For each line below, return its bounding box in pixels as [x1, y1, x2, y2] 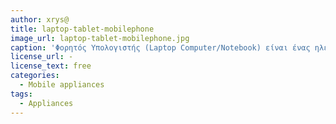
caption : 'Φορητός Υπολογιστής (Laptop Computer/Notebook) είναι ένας [10, 42, 311, 53]
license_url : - [10, 52, 74, 62]
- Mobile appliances [19, 80, 105, 90]
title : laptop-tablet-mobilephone [10, 24, 155, 34]
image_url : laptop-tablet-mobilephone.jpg [10, 33, 190, 43]
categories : [10, 71, 60, 81]
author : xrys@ [10, 14, 70, 25]
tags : [10, 89, 33, 99]
